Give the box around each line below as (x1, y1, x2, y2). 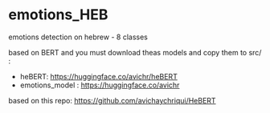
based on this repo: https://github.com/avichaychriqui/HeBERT (8, 95, 216, 105)
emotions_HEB (8, 6, 108, 24)
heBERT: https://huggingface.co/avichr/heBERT (19, 71, 178, 81)
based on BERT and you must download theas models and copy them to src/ (8, 47, 262, 57)
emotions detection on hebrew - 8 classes (8, 32, 149, 42)
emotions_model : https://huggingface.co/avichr (19, 80, 180, 90)
